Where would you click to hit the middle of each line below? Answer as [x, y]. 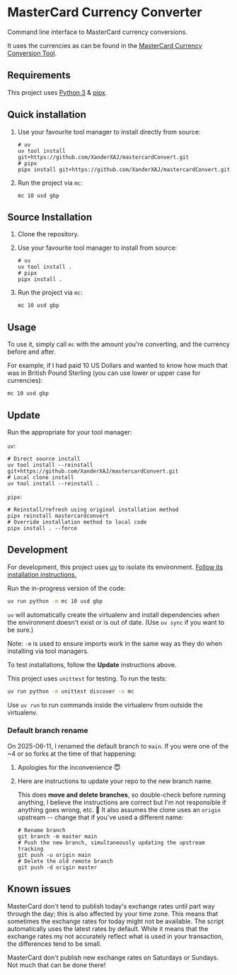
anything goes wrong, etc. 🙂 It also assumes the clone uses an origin [119, 809]
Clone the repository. [48, 234]
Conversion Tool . [32, 53]
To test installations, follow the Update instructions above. [92, 664]
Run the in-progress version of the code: [67, 588]
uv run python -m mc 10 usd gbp [55, 601]
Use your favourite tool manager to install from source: [97, 248]
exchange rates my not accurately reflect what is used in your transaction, [116, 936]
